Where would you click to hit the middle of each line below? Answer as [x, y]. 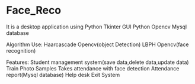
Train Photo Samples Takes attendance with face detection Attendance [93, 68]
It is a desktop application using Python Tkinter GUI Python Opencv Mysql [97, 27]
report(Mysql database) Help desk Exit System [63, 75]
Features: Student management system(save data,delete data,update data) [97, 62]
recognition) [21, 50]
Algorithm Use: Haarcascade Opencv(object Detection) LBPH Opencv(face [97, 44]
